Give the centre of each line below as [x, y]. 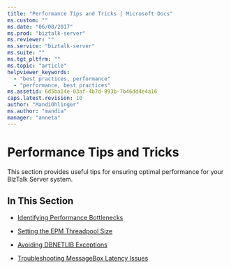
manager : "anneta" [34, 117]
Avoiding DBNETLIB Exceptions [62, 245]
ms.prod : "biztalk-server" [46, 33]
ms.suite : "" [26, 53]
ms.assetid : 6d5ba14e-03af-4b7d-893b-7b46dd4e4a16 [82, 92]
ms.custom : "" [28, 20]
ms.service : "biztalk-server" [51, 46]
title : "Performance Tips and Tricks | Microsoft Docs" [90, 14]
